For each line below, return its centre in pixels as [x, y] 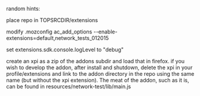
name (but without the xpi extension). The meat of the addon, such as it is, [98, 80]
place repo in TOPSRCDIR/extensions [52, 20]
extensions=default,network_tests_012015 [58, 38]
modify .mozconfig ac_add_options [49, 32]
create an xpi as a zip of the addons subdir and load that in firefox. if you [96, 61]
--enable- [105, 32]
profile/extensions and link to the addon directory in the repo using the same [100, 74]
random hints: [23, 9]
